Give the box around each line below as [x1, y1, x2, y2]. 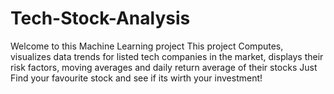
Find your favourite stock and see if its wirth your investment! [10, 72, 263, 84]
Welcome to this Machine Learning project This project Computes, [10, 40, 284, 52]
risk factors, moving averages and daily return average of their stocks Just [10, 61, 318, 73]
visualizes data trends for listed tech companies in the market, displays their [10, 50, 324, 62]
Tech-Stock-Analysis [10, 7, 191, 30]
